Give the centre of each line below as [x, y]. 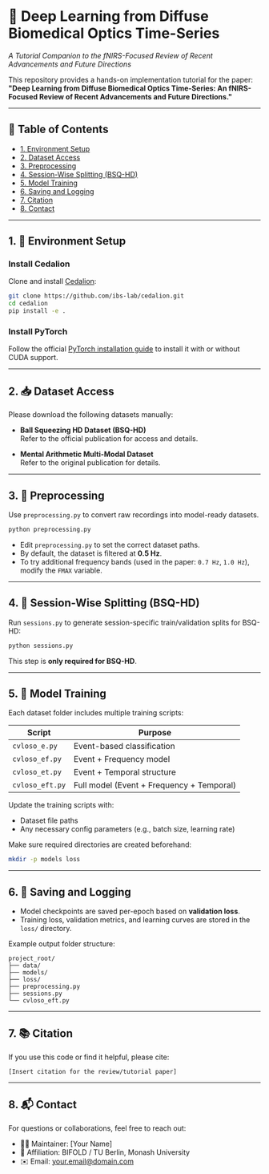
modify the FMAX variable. [61, 570]
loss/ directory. [46, 929]
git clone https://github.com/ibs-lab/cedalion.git [96, 296]
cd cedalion [28, 304]
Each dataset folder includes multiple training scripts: [96, 713]
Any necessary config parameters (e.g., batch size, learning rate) [127, 829]
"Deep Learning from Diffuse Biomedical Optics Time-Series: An [118, 88]
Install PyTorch [38, 331]
